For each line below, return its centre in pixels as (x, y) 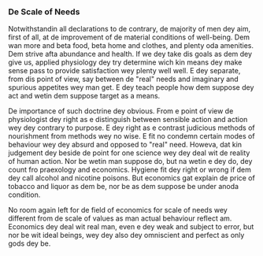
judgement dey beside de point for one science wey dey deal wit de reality (129, 153)
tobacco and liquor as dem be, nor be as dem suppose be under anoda (123, 187)
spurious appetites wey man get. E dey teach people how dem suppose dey (131, 87)
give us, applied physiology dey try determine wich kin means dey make (125, 62)
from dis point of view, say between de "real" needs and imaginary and (123, 79)
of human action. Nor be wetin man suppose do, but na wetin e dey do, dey (130, 161)
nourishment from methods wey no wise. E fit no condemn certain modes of (131, 136)
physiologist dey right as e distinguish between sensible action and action (128, 120)
